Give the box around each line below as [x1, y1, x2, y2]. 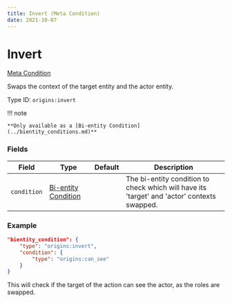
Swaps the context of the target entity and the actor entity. [7, 82, 174, 90]
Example [7, 220, 37, 230]
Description [154, 162, 193, 172]
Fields [7, 144, 28, 154]
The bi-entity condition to [126, 174, 210, 184]
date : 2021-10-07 [7, 17, 57, 23]
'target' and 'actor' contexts [126, 191, 216, 201]
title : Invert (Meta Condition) [7, 10, 100, 17]
